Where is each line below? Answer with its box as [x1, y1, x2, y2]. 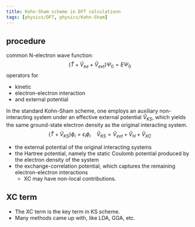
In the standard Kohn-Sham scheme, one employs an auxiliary [6, 107, 159, 114]
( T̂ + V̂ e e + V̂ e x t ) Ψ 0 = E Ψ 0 [68, 61, 131, 70]
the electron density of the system [14, 156, 99, 163]
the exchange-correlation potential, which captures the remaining [14, 162, 175, 170]
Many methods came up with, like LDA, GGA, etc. [14, 214, 136, 221]
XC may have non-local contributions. [23, 175, 117, 182]
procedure [6, 36, 46, 46]
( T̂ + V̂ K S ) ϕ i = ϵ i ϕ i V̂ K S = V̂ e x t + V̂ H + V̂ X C [48, 130, 152, 139]
